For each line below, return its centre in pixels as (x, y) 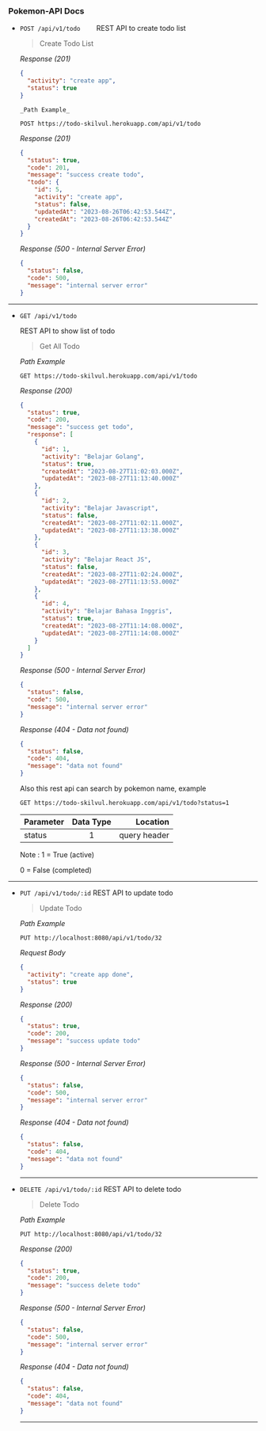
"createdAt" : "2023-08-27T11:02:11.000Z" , (112, 523)
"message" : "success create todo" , (86, 175)
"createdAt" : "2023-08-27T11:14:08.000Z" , (112, 626)
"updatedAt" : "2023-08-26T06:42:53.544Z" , (105, 211)
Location (153, 822)
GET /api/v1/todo (48, 316)
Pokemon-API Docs (46, 11)
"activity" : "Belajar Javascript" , (100, 508)
